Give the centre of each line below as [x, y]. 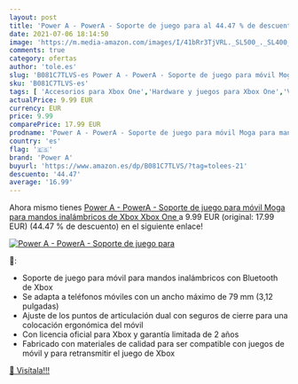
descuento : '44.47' [45, 174]
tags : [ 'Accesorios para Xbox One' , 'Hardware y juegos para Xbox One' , [146, 91]
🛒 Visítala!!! [30, 371]
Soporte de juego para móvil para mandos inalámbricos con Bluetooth [150, 278]
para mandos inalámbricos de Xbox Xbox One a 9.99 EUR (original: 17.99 [142, 217]
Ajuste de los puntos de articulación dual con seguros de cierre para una [155, 316]
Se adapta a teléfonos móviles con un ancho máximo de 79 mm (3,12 [147, 297]
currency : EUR [35, 108]
